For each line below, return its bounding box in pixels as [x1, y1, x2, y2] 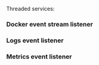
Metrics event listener [6, 52, 72, 61]
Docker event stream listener [6, 20, 94, 28]
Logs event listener [6, 36, 64, 45]
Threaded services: [6, 5, 55, 12]
